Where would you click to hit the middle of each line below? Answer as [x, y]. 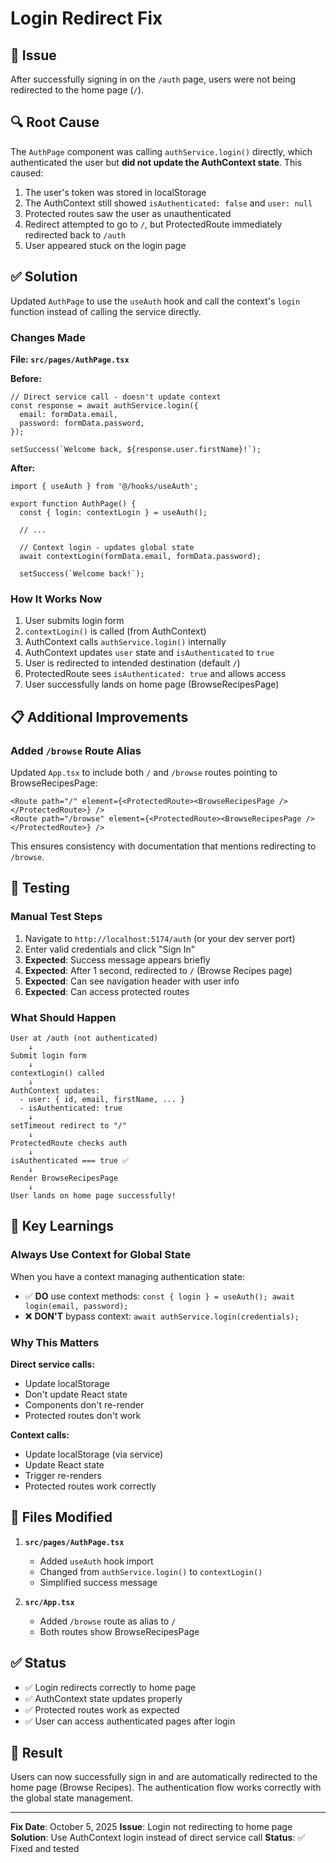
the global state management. [71, 1798]
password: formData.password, [82, 423]
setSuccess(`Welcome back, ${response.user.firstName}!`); [136, 449]
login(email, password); [76, 1306]
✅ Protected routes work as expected [102, 1709]
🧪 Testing [40, 888]
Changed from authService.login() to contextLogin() [151, 1571]
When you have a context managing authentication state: [128, 1276]
